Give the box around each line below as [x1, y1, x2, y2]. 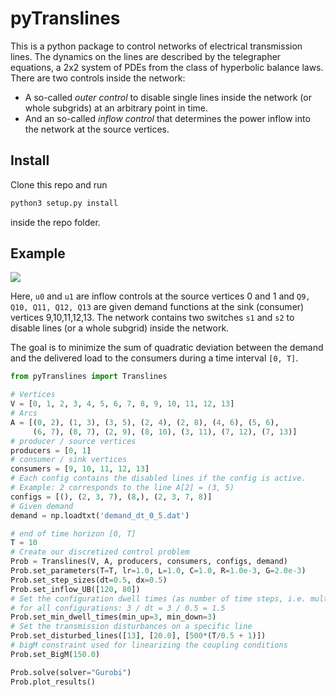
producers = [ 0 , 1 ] [10, 445, 92, 456]
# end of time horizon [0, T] [10, 528, 137, 539]
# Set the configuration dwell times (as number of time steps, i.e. [10, 593, 307, 604]
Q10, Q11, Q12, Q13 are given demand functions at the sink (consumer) [10, 301, 305, 313]
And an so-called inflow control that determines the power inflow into [24, 112, 311, 124]
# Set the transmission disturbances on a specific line [10, 622, 253, 632]
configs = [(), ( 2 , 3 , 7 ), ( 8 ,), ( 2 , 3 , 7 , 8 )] [10, 492, 213, 502]
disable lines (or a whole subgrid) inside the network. [10, 322, 230, 334]
